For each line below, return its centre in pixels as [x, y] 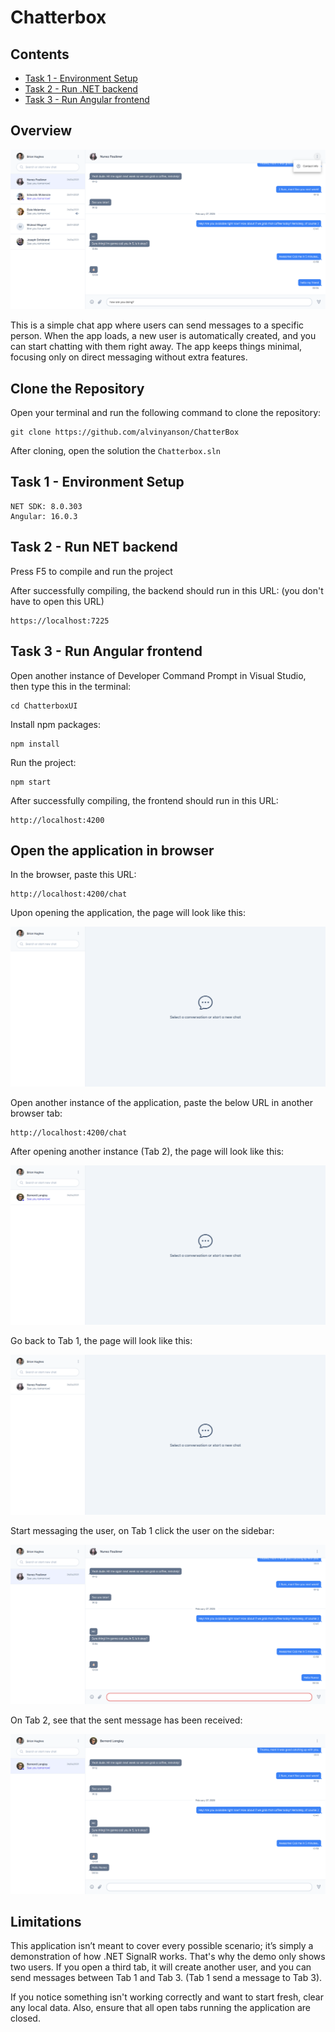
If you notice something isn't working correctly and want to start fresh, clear [167, 1997]
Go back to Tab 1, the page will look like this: [101, 1341]
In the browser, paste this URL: [73, 875]
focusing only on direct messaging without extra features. [129, 357]
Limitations [46, 1921]
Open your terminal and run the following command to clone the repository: [166, 413]
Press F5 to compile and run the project [91, 571]
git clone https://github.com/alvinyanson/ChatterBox [125, 432]
